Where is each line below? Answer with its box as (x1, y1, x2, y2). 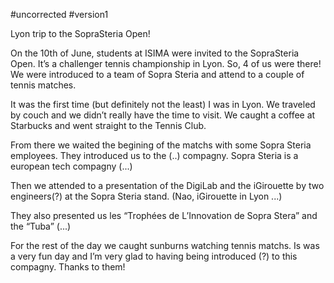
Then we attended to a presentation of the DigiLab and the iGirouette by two (10, 180, 325, 191)
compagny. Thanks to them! (10, 261, 126, 273)
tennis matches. (10, 79, 77, 91)
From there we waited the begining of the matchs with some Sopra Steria (10, 139, 312, 151)
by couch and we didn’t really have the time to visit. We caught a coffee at (10, 109, 316, 121)
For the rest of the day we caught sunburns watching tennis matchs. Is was (10, 240, 320, 251)
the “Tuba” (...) (10, 220, 72, 232)
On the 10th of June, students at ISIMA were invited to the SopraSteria (10, 47, 300, 59)
